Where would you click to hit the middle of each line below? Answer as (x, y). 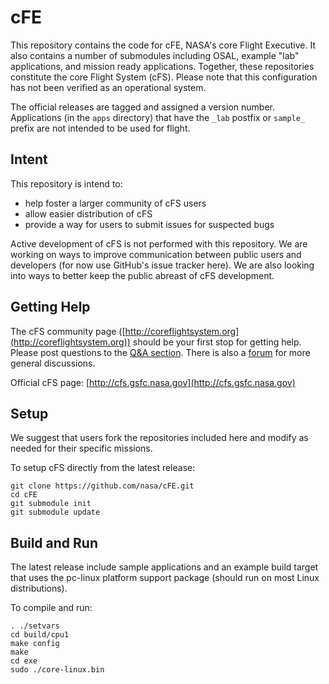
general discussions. (53, 363)
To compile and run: (51, 608)
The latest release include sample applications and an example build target (164, 567)
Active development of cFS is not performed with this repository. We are (159, 243)
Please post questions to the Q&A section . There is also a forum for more (160, 352)
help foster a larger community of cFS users (115, 203)
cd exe (24, 661)
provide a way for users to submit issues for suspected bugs (149, 224)
